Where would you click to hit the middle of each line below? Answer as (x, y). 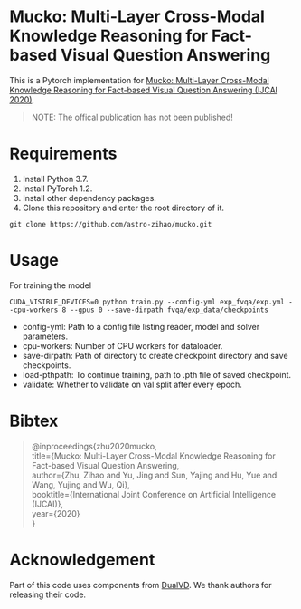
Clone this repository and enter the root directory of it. (123, 208)
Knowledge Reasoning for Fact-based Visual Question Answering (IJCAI (144, 90)
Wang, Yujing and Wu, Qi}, (81, 484)
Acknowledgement (82, 560)
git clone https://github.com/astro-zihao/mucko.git (111, 224)
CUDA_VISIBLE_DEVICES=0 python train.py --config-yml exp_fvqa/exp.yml (147, 302)
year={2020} (56, 513)
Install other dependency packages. (89, 198)
